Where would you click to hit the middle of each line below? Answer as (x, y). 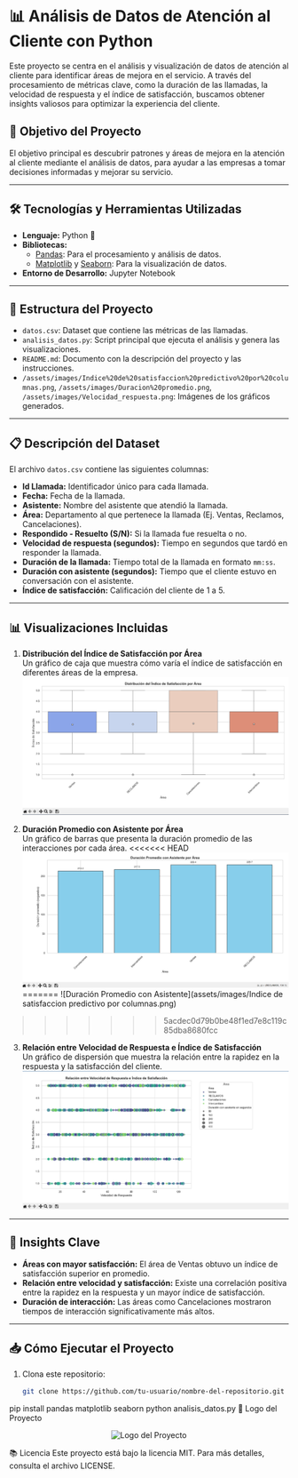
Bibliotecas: (45, 244)
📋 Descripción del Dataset (85, 443)
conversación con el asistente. (78, 581)
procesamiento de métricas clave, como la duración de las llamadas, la (139, 84)
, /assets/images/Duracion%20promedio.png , (133, 387)
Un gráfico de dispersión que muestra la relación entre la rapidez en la (151, 1057)
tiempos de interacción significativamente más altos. (118, 1311)
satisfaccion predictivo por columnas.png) (99, 1003)
